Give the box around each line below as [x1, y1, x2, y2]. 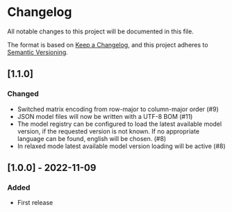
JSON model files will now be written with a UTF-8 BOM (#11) [17, 112, 193, 120]
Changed [7, 89, 40, 99]
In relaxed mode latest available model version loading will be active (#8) [17, 142, 226, 150]
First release [17, 199, 53, 207]
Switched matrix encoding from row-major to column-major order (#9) [17, 105, 219, 113]
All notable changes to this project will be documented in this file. [7, 27, 194, 35]
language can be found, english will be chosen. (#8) [17, 134, 167, 142]
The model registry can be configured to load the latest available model [17, 120, 222, 128]
